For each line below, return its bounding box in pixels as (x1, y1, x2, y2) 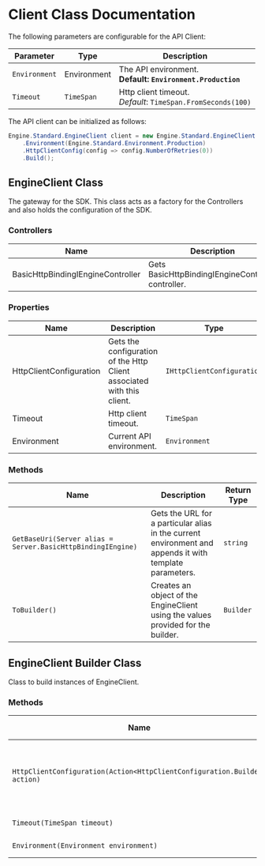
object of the (151, 590, 199, 601)
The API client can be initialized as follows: (8, 116, 147, 126)
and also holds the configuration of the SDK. (8, 205, 152, 215)
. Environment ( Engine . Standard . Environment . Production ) (22, 139, 207, 147)
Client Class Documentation (8, 6, 196, 24)
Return (225, 484, 252, 495)
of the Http (107, 356, 148, 367)
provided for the (151, 619, 211, 631)
